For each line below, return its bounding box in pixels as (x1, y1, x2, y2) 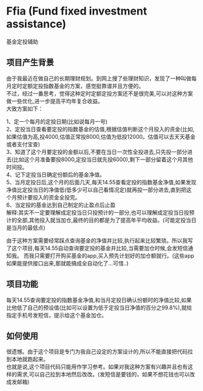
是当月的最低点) (6, 224, 46, 231)
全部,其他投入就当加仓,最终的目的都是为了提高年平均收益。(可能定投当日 (16, 216, 197, 224)
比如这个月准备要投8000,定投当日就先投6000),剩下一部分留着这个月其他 (13, 156, 193, 163)
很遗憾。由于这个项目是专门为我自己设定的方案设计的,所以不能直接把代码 (6, 348, 188, 355)
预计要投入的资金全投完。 (16, 193, 80, 201)
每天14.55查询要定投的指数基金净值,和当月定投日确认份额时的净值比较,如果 (6, 296, 192, 304)
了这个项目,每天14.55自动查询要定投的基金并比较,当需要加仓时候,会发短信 (6, 244, 188, 252)
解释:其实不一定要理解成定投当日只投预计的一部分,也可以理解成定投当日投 (6, 209, 190, 216)
